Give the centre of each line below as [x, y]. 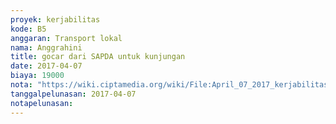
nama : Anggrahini [46, 47]
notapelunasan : [42, 103]
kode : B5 [28, 29]
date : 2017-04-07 [46, 66]
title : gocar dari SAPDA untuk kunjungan [98, 57]
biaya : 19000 [37, 76]
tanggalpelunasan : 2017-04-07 [73, 94]
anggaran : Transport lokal [66, 38]
